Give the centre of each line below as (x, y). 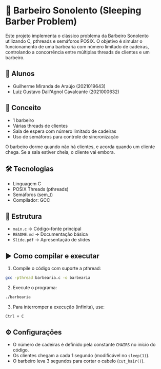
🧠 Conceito (23, 108)
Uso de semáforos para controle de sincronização (66, 136)
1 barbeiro (23, 120)
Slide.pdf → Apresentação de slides (52, 240)
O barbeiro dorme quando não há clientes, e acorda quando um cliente (80, 147)
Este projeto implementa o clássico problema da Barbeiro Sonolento (77, 36)
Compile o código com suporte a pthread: (57, 268)
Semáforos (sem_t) (33, 195)
